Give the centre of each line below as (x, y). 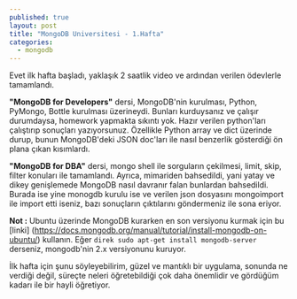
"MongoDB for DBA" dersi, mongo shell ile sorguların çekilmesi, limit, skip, (145, 166)
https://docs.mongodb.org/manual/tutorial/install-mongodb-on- (151, 230)
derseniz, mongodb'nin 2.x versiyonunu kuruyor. (98, 249)
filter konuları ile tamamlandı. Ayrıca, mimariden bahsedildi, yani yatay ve (142, 176)
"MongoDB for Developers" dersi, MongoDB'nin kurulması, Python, (133, 102)
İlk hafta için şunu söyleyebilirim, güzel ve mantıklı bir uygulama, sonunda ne (148, 266)
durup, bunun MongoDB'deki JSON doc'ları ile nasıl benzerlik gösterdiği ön (146, 140)
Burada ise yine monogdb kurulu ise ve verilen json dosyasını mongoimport (146, 195)
